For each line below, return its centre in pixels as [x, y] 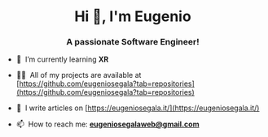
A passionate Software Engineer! [133, 42]
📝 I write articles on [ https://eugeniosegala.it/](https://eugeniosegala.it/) [138, 108]
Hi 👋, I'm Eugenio [133, 17]
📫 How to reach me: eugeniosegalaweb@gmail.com [108, 124]
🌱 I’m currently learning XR [62, 59]
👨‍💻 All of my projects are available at [79, 75]
